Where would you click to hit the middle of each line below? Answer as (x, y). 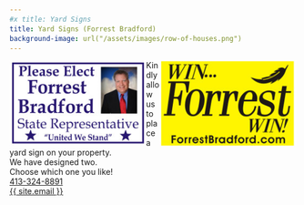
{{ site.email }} (36, 191)
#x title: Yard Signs (51, 19)
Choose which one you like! (61, 172)
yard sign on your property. (61, 153)
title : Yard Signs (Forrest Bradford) (83, 29)
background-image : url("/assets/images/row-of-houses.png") (126, 38)
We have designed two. (54, 162)
